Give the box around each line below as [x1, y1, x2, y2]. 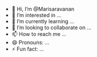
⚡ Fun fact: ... [11, 45, 44, 52]
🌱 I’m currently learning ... [11, 18, 75, 24]
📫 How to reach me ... [11, 31, 66, 37]
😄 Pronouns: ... [11, 39, 50, 46]
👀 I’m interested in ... [11, 12, 62, 19]
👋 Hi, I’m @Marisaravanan [11, 6, 75, 12]
